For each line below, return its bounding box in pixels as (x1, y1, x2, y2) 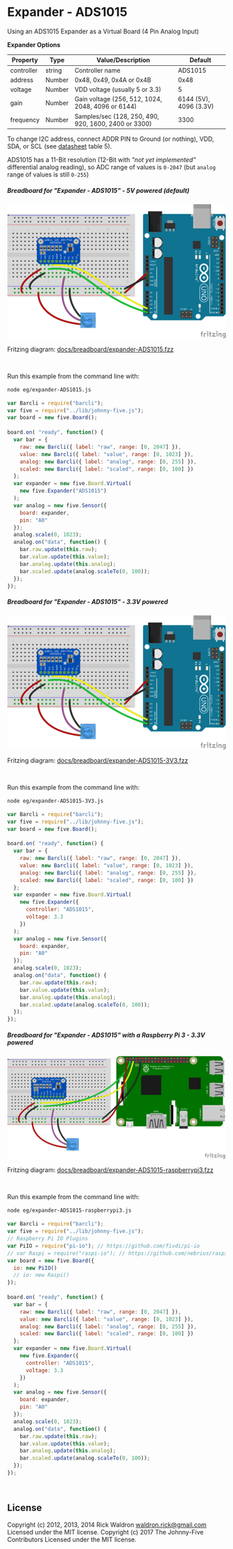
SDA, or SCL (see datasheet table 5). (7, 142, 112, 151)
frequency (10, 116, 40, 124)
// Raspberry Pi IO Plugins (7, 1235, 89, 1242)
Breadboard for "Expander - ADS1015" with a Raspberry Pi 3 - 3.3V (7, 1031, 206, 1039)
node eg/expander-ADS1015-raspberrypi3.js (7, 1207, 132, 1214)
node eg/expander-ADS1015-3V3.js (7, 797, 104, 804)
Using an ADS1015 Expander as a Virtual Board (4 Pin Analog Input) (7, 27, 200, 35)
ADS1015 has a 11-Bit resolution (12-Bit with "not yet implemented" (7, 155, 196, 164)
